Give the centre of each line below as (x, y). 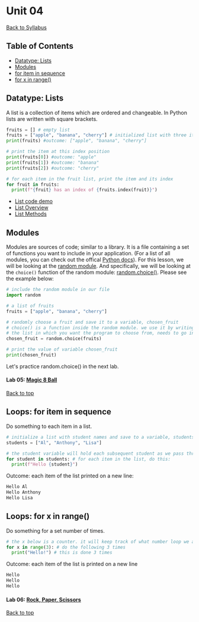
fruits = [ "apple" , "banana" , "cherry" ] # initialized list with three (96, 135)
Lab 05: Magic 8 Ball (32, 380)
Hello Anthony (24, 492)
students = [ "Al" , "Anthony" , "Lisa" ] (54, 443)
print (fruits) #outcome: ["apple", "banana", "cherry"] (76, 141)
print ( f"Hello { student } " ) (45, 465)
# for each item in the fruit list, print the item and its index (90, 179)
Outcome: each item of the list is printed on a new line (72, 564)
